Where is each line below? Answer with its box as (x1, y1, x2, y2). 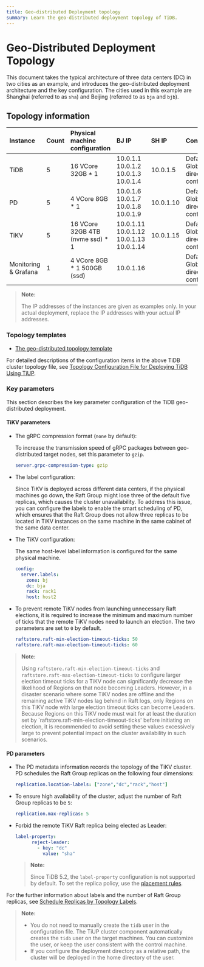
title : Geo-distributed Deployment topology (6, 9, 121, 15)
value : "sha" (42, 850, 76, 857)
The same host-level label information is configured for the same (15, 547, 177, 554)
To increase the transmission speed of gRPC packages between (15, 444, 176, 452)
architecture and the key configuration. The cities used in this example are (6, 86, 192, 94)
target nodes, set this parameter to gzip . (43, 451, 144, 458)
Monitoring (9, 260, 41, 268)
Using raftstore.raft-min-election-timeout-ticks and (21, 665, 160, 672)
